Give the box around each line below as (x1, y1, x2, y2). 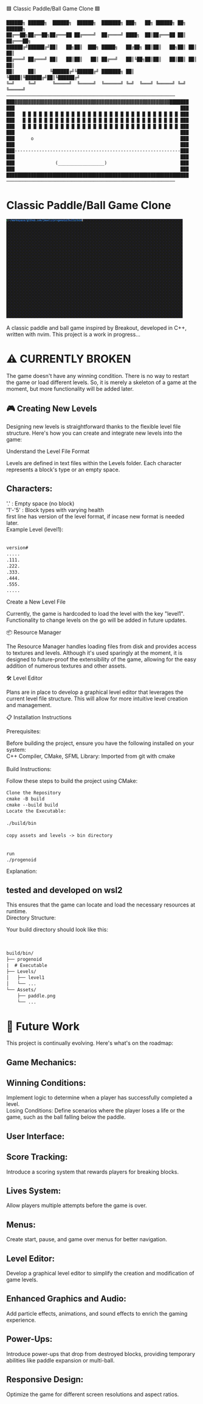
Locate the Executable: (6, 808, 67, 814)
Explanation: (6, 868, 38, 875)
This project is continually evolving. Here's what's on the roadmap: (6, 1039, 174, 1047)
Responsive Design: (6, 1374, 84, 1385)
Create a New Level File (6, 598, 66, 605)
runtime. (6, 908, 27, 915)
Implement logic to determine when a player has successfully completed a (6, 1094, 193, 1102)
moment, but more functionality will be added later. (6, 385, 134, 392)
